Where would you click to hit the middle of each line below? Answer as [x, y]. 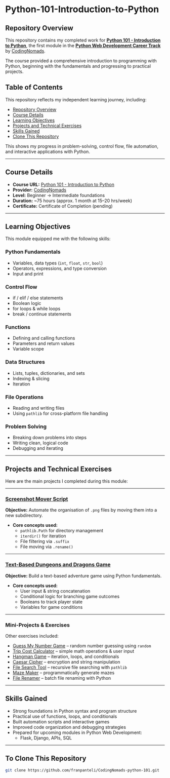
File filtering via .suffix [45, 541]
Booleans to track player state [51, 602]
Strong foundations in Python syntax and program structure [75, 711]
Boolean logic [27, 303]
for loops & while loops [36, 309]
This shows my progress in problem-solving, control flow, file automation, [82, 146]
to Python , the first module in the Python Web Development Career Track [83, 46]
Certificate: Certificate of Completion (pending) [62, 206]
